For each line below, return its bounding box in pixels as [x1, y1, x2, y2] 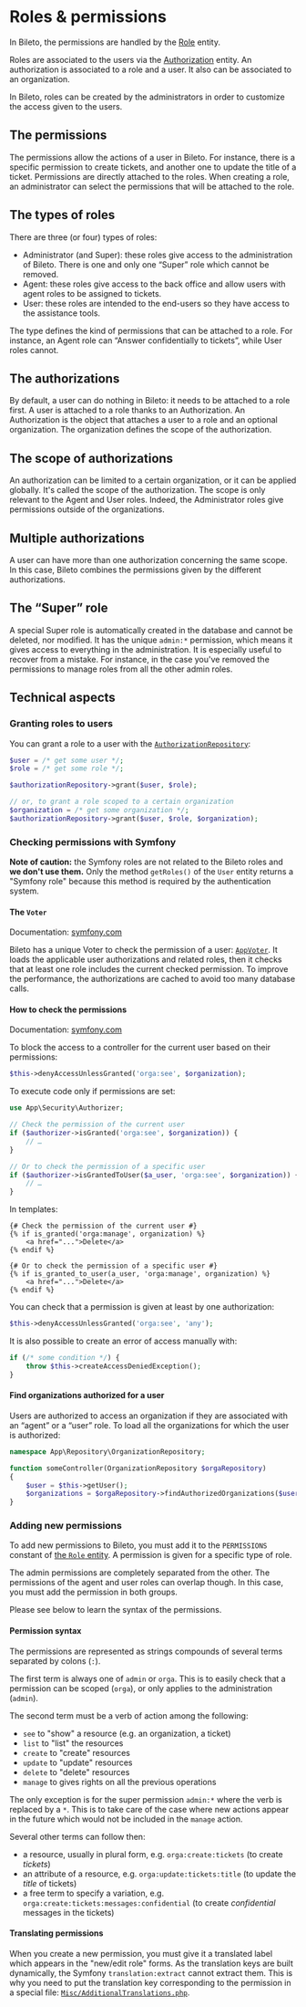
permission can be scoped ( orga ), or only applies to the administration [9, 1682, 273, 1694]
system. [9, 885, 39, 896]
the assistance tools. [22, 308, 101, 319]
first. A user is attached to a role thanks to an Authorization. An [9, 404, 246, 416]
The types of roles [9, 207, 116, 223]
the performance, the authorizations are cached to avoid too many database [9, 974, 296, 985]
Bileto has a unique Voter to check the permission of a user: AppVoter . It [9, 945, 278, 956]
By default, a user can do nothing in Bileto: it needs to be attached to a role [9, 395, 291, 406]
